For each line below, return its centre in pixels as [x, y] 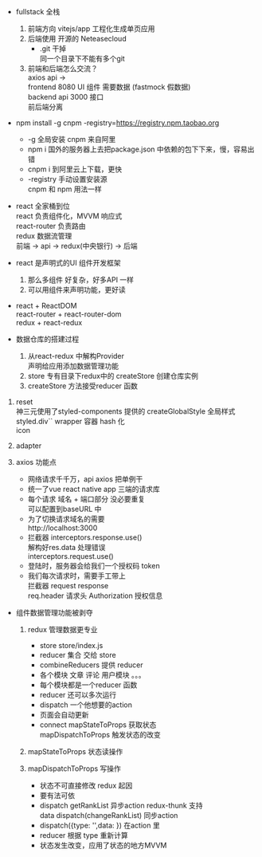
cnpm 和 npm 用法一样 [65, 189]
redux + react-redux [49, 322]
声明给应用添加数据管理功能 [73, 366]
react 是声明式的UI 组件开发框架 [68, 263]
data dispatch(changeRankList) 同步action [109, 815]
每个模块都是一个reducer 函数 [88, 685]
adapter [29, 446]
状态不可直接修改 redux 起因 [86, 785]
